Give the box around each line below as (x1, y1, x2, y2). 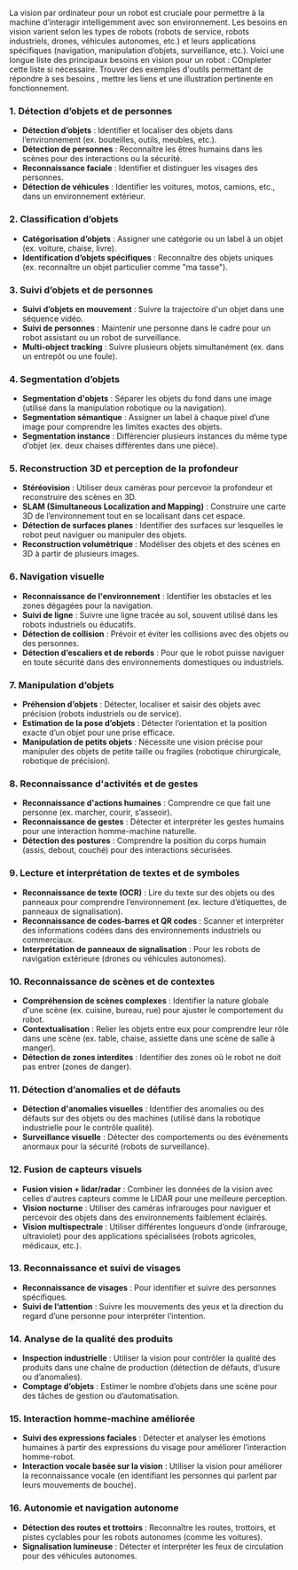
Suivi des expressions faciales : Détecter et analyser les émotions (21, 1433, 266, 1443)
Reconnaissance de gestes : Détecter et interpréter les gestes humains (21, 816, 285, 827)
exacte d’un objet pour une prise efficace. (21, 727, 176, 738)
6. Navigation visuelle (9, 571, 105, 583)
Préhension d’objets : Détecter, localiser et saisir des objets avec (21, 699, 262, 710)
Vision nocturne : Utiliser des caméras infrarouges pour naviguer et (21, 1202, 271, 1213)
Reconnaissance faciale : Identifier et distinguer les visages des (21, 163, 259, 174)
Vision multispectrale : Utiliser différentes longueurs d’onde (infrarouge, (21, 1221, 288, 1231)
